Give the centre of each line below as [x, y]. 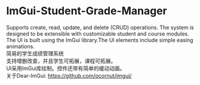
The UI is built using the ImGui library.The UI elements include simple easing [100, 40]
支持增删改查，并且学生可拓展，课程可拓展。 [61, 61]
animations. [20, 46]
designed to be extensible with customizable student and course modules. [98, 33]
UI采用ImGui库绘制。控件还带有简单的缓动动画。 [66, 68]
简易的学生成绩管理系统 [35, 53]
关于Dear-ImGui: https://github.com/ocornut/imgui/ [69, 75]
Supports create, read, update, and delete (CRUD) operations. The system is [100, 27]
